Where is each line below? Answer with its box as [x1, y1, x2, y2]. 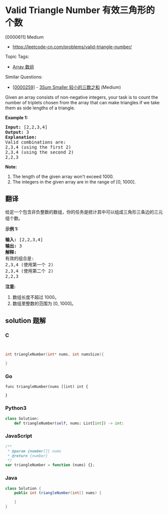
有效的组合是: [5, 255, 34, 261]
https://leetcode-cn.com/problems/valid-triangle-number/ [12, 44, 132, 50]
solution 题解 [5, 316, 46, 325]
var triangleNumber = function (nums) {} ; [5, 462, 95, 468]
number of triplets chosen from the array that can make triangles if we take [5, 99, 160, 105]
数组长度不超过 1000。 [12, 294, 59, 300]
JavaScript [5, 432, 32, 439]
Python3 [5, 405, 26, 412]
